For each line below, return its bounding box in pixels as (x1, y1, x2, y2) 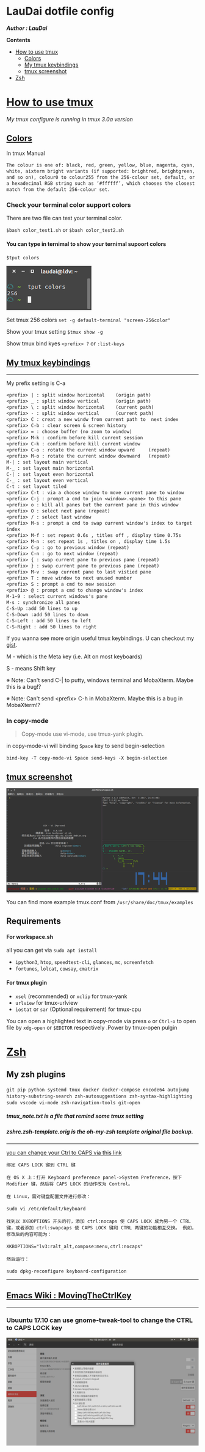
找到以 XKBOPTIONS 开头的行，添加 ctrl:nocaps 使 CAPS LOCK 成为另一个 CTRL (6, 1218, 191, 1224)
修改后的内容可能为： (6, 1231, 52, 1237)
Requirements (6, 916, 61, 927)
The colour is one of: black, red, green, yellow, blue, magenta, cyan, (6, 162, 195, 168)
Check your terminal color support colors (6, 200, 131, 209)
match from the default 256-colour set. (6, 186, 111, 193)
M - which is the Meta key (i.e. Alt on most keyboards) (6, 653, 143, 660)
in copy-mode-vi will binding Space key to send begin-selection (6, 742, 165, 750)
